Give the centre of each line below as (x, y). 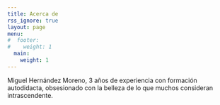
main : (22, 54)
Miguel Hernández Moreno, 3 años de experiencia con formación (103, 80)
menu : (15, 34)
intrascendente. (30, 95)
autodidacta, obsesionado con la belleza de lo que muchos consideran (110, 88)
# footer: (23, 40)
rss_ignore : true (33, 21)
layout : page (27, 27)
